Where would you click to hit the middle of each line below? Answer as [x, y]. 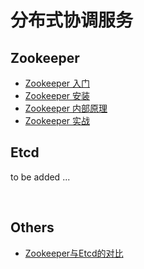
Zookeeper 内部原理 [66, 108]
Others [32, 227]
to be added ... [40, 177]
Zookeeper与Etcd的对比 [74, 253]
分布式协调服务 [72, 20]
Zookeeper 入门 [57, 83]
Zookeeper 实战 [57, 120]
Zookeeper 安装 [57, 95]
